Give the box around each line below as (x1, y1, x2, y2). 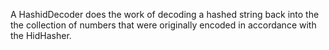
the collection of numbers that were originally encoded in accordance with (10, 19, 317, 31)
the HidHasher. (10, 30, 72, 41)
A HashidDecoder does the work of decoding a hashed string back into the (10, 9, 320, 20)
